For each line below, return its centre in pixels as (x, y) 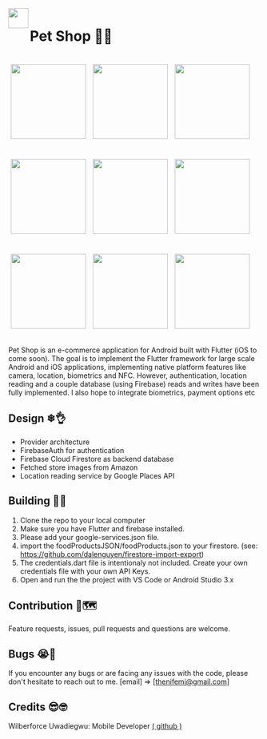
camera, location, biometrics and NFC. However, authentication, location (128, 375)
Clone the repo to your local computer (82, 520)
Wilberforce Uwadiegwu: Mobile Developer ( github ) (95, 726)
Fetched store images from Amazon (79, 467)
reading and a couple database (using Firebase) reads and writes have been (134, 383)
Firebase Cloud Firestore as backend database (97, 459)
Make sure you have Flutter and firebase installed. (102, 528)
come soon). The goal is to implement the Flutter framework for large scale (132, 358)
